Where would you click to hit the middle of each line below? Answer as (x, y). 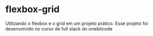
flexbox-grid (33, 9)
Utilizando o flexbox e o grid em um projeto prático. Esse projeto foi (77, 23)
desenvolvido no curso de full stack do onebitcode (59, 28)
